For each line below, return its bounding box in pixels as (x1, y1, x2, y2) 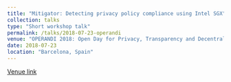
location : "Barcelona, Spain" (7, 49, 94, 56)
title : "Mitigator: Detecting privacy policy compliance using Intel (7, 10, 211, 17)
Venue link (7, 67, 37, 76)
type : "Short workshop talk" (7, 23, 91, 30)
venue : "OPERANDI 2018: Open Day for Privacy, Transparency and (7, 36, 195, 43)
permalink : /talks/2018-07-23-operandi (7, 29, 122, 37)
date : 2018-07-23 (7, 42, 57, 49)
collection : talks (7, 17, 60, 23)
